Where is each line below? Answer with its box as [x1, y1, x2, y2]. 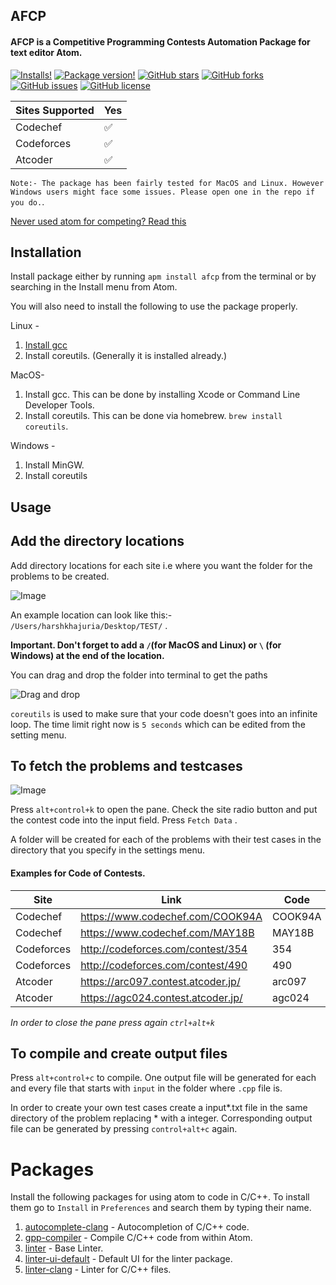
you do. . [10, 195, 45, 208]
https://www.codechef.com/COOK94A [80, 909, 263, 923]
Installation [10, 244, 82, 261]
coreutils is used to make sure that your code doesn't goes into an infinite [10, 707, 318, 719]
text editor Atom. [10, 46, 83, 58]
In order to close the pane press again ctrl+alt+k [10, 1016, 215, 1028]
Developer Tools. [24, 399, 95, 411]
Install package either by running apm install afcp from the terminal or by [10, 270, 317, 283]
